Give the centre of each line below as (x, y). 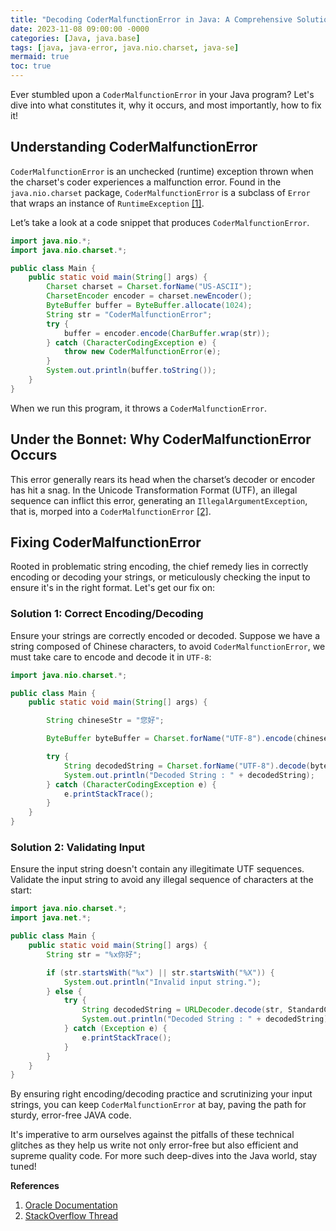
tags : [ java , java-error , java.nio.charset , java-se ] (125, 47)
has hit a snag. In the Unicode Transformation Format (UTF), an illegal (154, 490)
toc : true (31, 66)
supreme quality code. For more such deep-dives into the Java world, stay (164, 1156)
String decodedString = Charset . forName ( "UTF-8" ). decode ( (187, 766)
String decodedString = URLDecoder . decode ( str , (182, 1010)
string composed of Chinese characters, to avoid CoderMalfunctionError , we (168, 646)
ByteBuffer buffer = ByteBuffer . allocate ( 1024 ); (149, 306)
